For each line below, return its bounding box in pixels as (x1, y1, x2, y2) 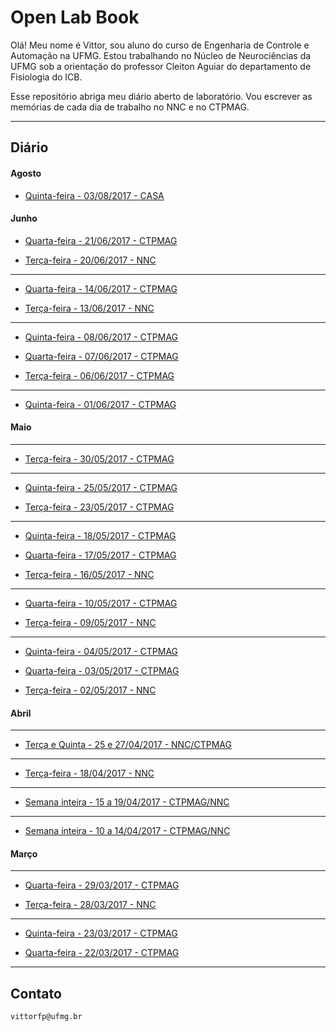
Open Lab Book (10, 6, 140, 29)
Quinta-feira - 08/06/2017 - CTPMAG (24, 331, 179, 343)
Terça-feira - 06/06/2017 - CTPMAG (24, 369, 175, 381)
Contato (10, 985, 62, 1002)
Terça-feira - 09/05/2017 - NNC (24, 616, 157, 628)
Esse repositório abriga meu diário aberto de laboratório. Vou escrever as (10, 90, 313, 102)
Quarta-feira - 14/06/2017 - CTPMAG (24, 282, 178, 295)
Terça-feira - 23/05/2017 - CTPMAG (24, 501, 175, 513)
